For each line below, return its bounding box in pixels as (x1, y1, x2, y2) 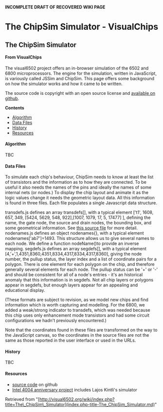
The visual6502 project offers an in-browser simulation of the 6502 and (5, 65, 149, 71)
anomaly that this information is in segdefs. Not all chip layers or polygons (5, 277, 154, 283)
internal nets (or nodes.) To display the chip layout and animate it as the (5, 190, 148, 195)
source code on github (12, 381, 58, 388)
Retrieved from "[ (5, 396, 40, 402)
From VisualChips (5, 54, 42, 60)
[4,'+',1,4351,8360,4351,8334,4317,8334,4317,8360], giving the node (5, 251, 142, 257)
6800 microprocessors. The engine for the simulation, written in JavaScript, (5, 70, 157, 76)
